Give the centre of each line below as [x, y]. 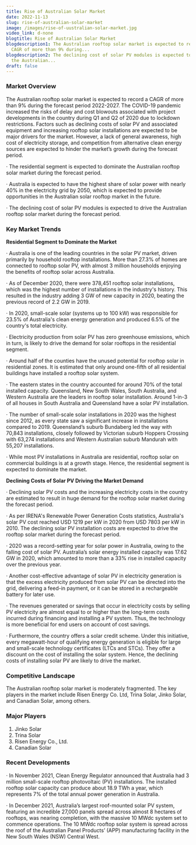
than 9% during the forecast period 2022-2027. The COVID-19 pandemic [94, 105]
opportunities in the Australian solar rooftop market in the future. [83, 196]
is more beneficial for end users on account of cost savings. [78, 624]
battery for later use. [31, 594]
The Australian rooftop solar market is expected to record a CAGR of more [95, 99]
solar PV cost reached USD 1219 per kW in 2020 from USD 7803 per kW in [95, 522]
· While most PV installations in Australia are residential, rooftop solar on [92, 456]
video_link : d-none [30, 33]
